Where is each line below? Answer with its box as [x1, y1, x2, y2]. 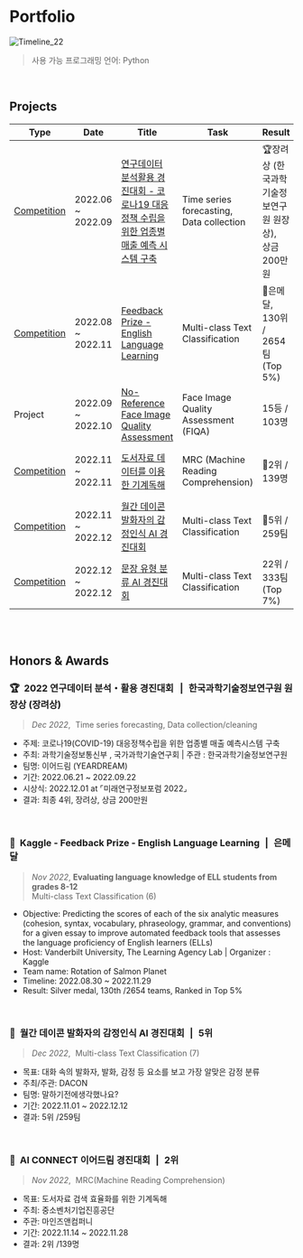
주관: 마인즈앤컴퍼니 [22, 1216, 93, 1227]
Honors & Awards [9, 653, 110, 669]
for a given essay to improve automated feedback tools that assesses [22, 927, 281, 938]
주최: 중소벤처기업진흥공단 [22, 1205, 115, 1216]
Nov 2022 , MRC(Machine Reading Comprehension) [31, 1175, 225, 1186]
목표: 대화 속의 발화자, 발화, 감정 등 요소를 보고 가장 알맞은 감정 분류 [22, 1067, 260, 1077]
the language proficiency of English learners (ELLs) [22, 937, 214, 947]
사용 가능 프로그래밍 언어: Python [31, 54, 150, 65]
